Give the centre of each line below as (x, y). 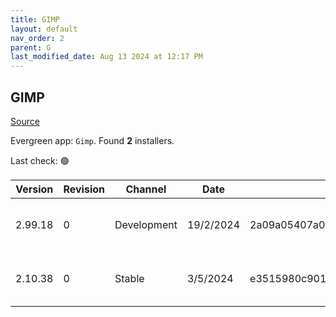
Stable (129, 278)
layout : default (44, 29)
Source (25, 121)
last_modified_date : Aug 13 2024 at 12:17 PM (106, 57)
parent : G (31, 47)
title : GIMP (35, 19)
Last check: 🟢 (40, 160)
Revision (84, 189)
